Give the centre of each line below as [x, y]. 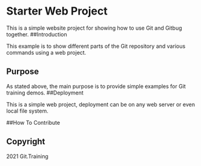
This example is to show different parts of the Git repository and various [96, 46]
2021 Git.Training [27, 156]
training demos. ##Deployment [45, 93]
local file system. [27, 111]
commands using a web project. [46, 52]
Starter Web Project [57, 11]
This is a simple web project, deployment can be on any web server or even [101, 104]
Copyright [26, 141]
